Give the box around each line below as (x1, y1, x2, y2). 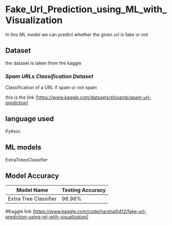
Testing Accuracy (61, 187, 106, 194)
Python (5, 128, 21, 134)
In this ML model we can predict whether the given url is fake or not (5, 31, 148, 37)
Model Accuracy (5, 172, 59, 180)
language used (5, 114, 54, 124)
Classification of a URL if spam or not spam (5, 85, 98, 91)
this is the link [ (5, 94, 37, 100)
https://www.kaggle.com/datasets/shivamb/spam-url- (37, 94, 151, 100)
